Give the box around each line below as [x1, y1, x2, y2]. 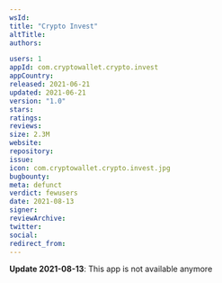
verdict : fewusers [9, 188, 78, 198]
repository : [9, 147, 54, 156]
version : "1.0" [9, 96, 67, 105]
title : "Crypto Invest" [9, 22, 99, 31]
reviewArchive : [9, 214, 67, 223]
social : [9, 231, 39, 240]
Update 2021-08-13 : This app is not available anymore [9, 263, 213, 275]
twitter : [9, 222, 42, 231]
